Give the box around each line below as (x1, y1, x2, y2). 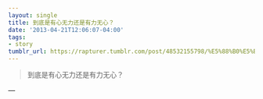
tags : (8, 33, 26, 41)
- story (8, 41, 34, 48)
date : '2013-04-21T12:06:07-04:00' (8, 26, 124, 34)
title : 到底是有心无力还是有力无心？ (8, 19, 115, 27)
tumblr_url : (8, 48, 47, 55)
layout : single (8, 11, 58, 19)
